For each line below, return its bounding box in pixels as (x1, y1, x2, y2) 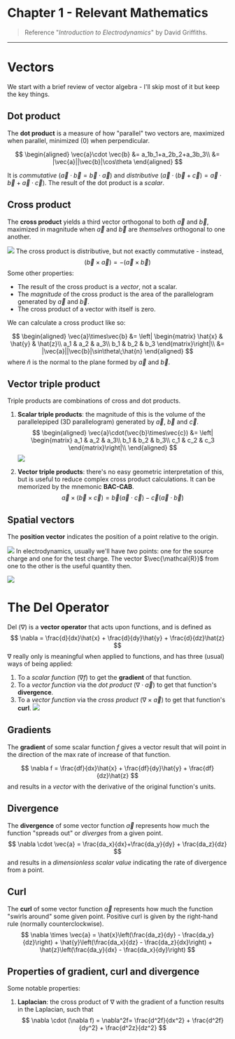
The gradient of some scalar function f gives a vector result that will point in (7, 742, 227, 751)
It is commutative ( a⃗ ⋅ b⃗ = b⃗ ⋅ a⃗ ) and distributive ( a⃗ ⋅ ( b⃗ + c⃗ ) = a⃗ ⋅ (7, 170, 222, 180)
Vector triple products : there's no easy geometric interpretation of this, (17, 468, 225, 476)
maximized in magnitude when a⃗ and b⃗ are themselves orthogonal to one (7, 224, 225, 233)
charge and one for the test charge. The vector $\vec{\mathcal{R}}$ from (7, 554, 219, 563)
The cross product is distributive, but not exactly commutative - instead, (15, 247, 224, 255)
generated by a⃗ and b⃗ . (17, 297, 90, 306)
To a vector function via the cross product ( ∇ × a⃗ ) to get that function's (17, 696, 226, 704)
